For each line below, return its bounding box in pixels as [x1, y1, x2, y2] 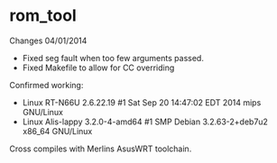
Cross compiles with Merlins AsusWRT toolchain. [9, 143, 192, 154]
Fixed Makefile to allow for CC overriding [22, 62, 175, 73]
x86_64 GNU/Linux [22, 125, 93, 136]
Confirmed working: [9, 79, 84, 90]
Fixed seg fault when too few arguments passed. [22, 52, 205, 63]
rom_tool [9, 5, 77, 26]
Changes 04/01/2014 [9, 35, 88, 46]
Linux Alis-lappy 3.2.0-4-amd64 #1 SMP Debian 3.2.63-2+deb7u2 [22, 116, 269, 127]
